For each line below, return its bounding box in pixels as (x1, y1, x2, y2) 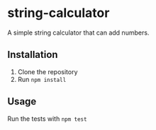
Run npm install (17, 75, 67, 83)
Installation (7, 49, 58, 61)
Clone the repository (17, 67, 78, 76)
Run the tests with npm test (7, 114, 87, 123)
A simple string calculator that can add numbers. (7, 28, 150, 37)
